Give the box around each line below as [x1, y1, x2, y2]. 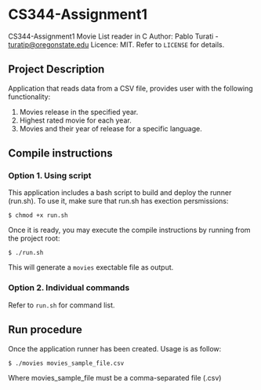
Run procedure [8, 323, 82, 337]
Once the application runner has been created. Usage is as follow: [8, 344, 222, 353]
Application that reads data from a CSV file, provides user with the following [8, 83, 253, 93]
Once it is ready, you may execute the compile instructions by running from [8, 226, 251, 235]
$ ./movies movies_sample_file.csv [8, 359, 125, 367]
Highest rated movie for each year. [19, 116, 132, 125]
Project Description [8, 63, 105, 76]
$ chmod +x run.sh [8, 212, 68, 219]
